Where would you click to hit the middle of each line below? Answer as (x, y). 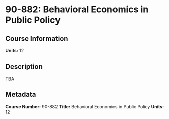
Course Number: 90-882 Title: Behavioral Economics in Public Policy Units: (85, 106)
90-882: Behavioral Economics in (77, 9)
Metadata (21, 95)
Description (24, 67)
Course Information (37, 39)
